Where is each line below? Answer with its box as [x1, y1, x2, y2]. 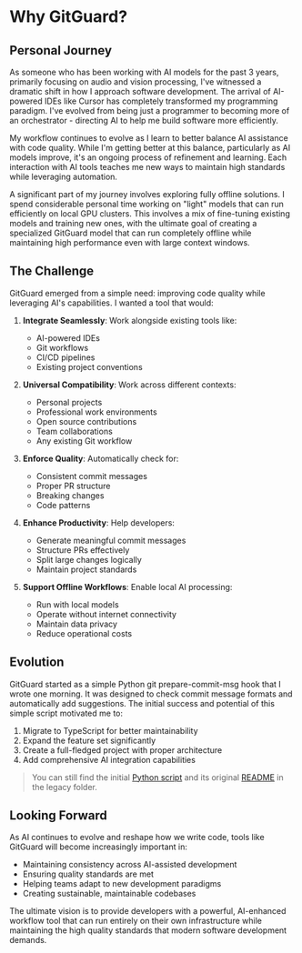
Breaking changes [35, 489, 105, 501]
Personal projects [35, 396, 103, 407]
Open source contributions [35, 416, 137, 426]
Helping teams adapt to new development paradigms [22, 878, 222, 889]
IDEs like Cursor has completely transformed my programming [44, 95, 278, 106]
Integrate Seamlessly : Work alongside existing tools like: [22, 315, 237, 326]
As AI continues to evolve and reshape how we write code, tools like [9, 832, 266, 843]
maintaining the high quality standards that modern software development [9, 925, 287, 936]
